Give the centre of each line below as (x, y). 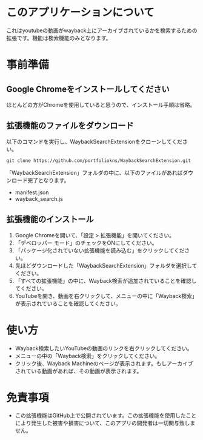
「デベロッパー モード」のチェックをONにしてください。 (86, 243)
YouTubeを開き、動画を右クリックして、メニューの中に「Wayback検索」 (105, 296)
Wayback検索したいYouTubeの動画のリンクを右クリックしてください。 (104, 348)
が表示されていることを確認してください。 (68, 303)
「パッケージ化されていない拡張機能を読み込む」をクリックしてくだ (100, 250)
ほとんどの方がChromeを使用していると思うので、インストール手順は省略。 (101, 104)
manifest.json (32, 192)
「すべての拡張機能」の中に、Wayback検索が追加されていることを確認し (106, 280)
